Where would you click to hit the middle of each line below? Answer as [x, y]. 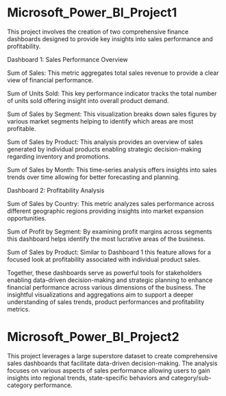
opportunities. [27, 218]
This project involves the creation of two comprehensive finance [98, 32]
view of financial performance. [50, 80]
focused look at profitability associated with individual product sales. [104, 259]
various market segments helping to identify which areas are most [100, 121]
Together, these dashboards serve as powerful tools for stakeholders [104, 272]
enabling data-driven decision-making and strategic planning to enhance [110, 280]
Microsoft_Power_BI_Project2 [93, 337]
